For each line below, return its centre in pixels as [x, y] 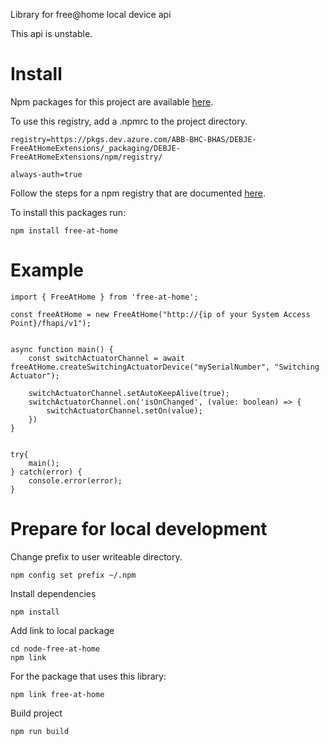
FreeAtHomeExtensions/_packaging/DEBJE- [96, 148]
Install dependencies [53, 593]
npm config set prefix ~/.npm [73, 575]
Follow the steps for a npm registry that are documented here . [138, 193]
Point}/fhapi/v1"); [51, 323]
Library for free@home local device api [91, 14]
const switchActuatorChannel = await [107, 358]
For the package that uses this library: [88, 676]
